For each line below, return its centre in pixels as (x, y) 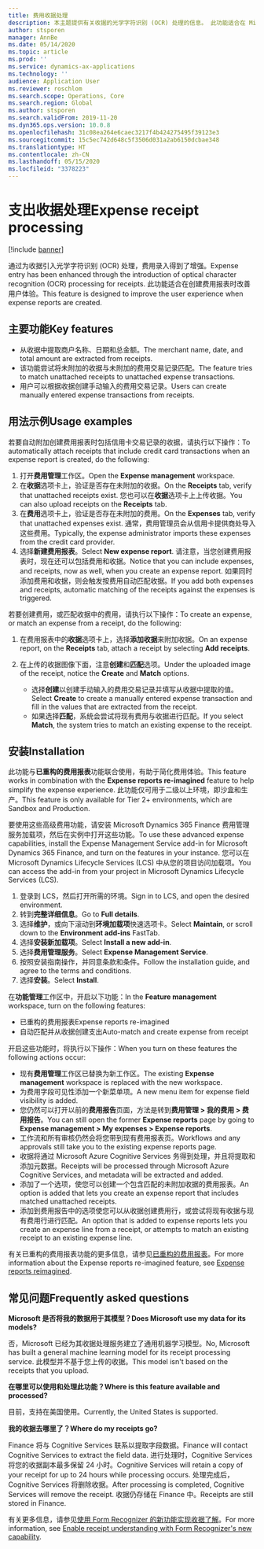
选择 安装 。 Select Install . (59, 980)
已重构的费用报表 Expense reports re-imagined (94, 1022)
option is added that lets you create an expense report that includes (129, 1193)
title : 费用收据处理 (38, 15)
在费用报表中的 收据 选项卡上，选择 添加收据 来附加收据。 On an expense (133, 639)
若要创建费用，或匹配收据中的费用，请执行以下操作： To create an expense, (130, 614)
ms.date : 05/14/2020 (42, 45)
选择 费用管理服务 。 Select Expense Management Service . (114, 952)
